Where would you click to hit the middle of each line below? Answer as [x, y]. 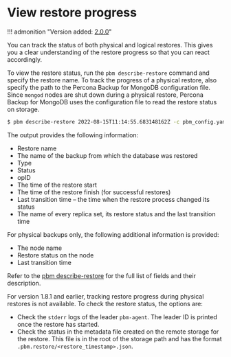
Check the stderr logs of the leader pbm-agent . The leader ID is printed [117, 316]
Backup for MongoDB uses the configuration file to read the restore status [112, 102]
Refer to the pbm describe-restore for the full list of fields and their [101, 275]
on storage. [23, 109]
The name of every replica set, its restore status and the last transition [116, 214]
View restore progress [72, 13]
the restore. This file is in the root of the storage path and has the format [119, 338]
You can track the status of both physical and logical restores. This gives [110, 45]
